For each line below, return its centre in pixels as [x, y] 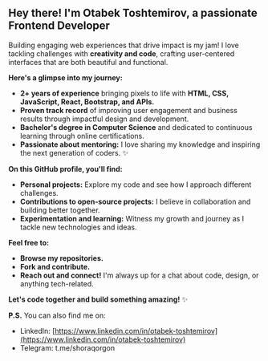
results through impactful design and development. [104, 119]
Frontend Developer [59, 26]
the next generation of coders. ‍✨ [74, 152]
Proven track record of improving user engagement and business [129, 110]
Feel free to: [29, 242]
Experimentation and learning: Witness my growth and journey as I [132, 218]
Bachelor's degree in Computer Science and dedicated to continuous [136, 127]
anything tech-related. [57, 283]
